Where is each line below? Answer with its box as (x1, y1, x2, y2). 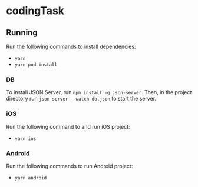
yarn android (14, 175, 47, 181)
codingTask (6, 4, 65, 18)
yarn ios (14, 135, 37, 142)
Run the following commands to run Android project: (6, 162, 133, 169)
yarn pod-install (14, 62, 58, 68)
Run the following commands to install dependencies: (6, 43, 136, 50)
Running (6, 28, 38, 38)
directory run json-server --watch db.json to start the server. (6, 95, 157, 102)
